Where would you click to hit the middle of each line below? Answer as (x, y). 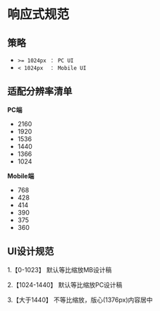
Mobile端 (21, 176)
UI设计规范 (31, 251)
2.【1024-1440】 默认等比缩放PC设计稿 (65, 285)
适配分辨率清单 (40, 91)
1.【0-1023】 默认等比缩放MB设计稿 (60, 269)
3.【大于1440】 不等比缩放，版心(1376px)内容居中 (80, 300)
